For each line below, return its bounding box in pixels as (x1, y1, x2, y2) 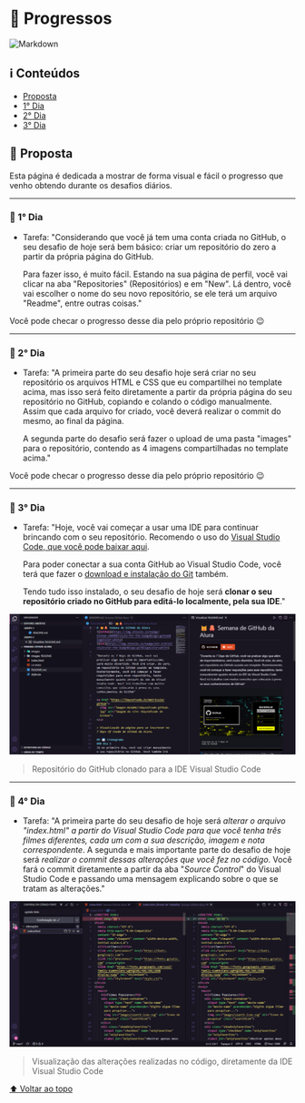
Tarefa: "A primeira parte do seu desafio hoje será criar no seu (22, 368, 257, 379)
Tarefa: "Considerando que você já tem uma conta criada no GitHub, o (22, 231, 287, 242)
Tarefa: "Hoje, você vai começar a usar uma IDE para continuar (22, 522, 259, 533)
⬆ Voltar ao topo (9, 1083, 74, 1094)
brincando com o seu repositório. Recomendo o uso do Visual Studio (22, 531, 280, 542)
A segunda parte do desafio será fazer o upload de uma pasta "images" (22, 433, 292, 444)
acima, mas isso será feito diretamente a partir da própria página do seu (22, 387, 292, 398)
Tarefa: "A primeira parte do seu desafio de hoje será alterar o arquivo (22, 815, 286, 826)
